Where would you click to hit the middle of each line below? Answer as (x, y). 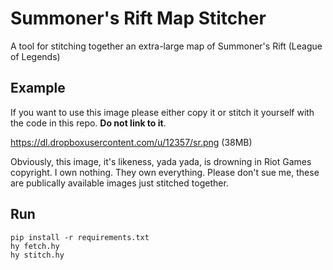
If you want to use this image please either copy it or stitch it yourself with (162, 112)
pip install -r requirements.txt (80, 237)
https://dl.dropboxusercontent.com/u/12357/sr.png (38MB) (131, 142)
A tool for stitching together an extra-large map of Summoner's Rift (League (166, 46)
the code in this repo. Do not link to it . (88, 123)
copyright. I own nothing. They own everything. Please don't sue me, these (165, 172)
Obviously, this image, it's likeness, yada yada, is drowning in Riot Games (161, 161)
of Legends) (35, 56)
